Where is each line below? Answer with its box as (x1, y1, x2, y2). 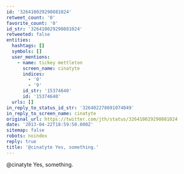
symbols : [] (12, 49, 43, 55)
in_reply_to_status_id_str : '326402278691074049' (6, 104, 135, 111)
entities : (6, 37, 32, 43)
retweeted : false (6, 32, 50, 38)
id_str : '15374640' (22, 88, 72, 94)
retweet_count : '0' (6, 15, 56, 21)
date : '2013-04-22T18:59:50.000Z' (6, 122, 94, 128)
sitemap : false (6, 127, 45, 133)
